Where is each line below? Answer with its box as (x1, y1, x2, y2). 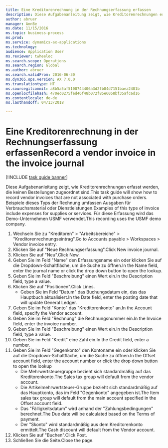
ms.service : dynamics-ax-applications (5, 40, 86, 45)
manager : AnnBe (5, 21, 37, 26)
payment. (20, 416, 40, 422)
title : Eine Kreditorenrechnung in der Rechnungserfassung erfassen (5, 7, 151, 12)
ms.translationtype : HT (5, 81, 55, 86)
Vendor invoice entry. (12, 241, 57, 247)
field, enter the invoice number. (12, 321, 77, 327)
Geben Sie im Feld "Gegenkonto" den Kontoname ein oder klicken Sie (12, 347, 156, 353)
